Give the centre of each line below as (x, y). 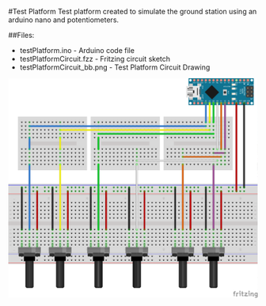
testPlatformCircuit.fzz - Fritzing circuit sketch (95, 59)
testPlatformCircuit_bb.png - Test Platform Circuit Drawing (115, 67)
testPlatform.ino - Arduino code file (77, 50)
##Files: (21, 35)
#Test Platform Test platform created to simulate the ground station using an (133, 11)
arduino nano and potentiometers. (64, 20)
